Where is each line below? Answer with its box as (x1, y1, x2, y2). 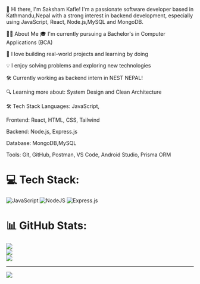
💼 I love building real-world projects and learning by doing (6, 51, 149, 57)
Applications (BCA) (6, 39, 53, 46)
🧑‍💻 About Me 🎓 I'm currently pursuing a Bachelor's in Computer (6, 30, 165, 37)
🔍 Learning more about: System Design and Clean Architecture (6, 88, 162, 95)
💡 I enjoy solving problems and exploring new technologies (6, 62, 151, 69)
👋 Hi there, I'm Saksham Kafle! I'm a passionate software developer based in (6, 6, 194, 13)
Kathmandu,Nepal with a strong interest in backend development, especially (6, 12, 193, 19)
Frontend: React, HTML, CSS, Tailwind (6, 116, 100, 124)
